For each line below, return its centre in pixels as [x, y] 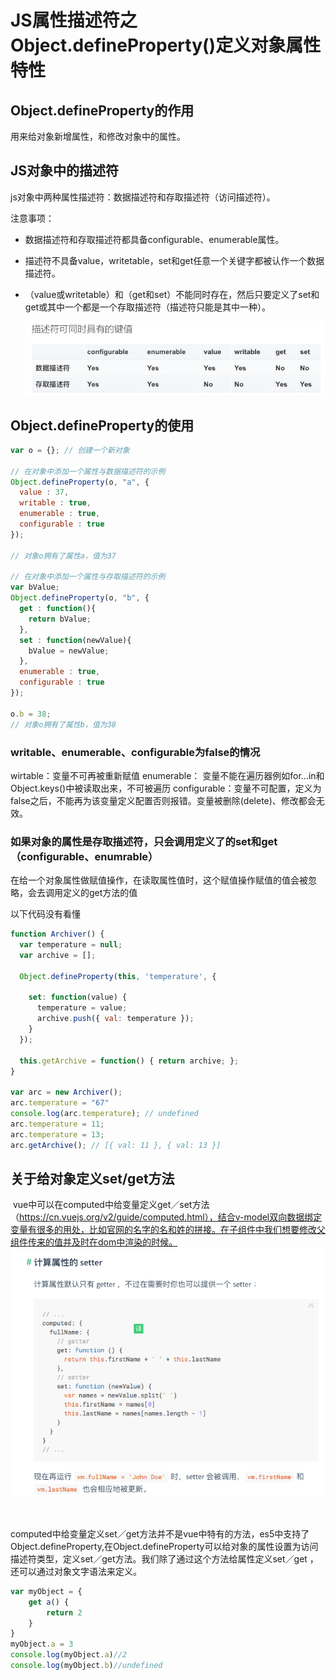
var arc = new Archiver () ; [66, 1092]
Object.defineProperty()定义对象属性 [166, 45]
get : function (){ [58, 609]
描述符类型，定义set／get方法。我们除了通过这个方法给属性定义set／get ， [164, 1558]
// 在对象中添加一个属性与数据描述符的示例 [88, 471]
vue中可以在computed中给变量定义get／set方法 [111, 1205]
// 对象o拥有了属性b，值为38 [63, 724]
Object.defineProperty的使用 [102, 425]
